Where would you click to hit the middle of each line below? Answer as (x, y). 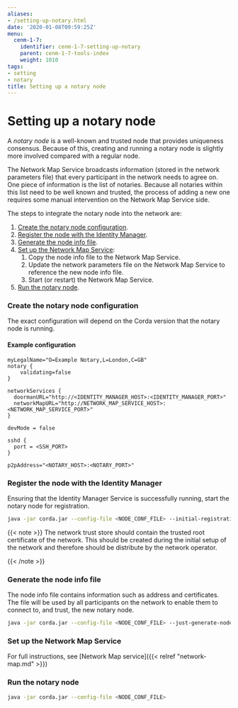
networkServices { (34, 391)
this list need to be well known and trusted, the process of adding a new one (119, 193)
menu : (15, 34)
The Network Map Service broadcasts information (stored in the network (113, 170)
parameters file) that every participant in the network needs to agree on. (113, 177)
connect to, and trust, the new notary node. (71, 610)
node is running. (31, 329)
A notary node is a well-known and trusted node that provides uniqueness (115, 141)
